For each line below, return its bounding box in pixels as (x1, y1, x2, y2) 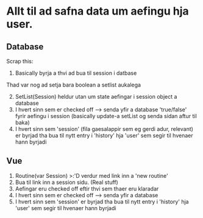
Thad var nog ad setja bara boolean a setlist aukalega (6, 81, 141, 88)
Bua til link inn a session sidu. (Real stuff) (15, 178, 119, 186)
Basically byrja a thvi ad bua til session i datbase (15, 69, 137, 77)
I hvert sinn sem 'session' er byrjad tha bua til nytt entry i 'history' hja (15, 198, 189, 205)
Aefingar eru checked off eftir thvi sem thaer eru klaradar (15, 185, 159, 192)
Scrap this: (6, 58, 34, 65)
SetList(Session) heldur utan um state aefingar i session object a (15, 93, 177, 100)
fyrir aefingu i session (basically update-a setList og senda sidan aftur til (15, 113, 197, 119)
